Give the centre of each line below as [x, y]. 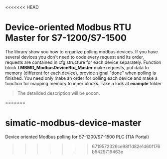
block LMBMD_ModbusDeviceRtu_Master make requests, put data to [77, 67]
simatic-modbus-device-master [73, 123]
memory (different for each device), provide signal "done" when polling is [81, 73]
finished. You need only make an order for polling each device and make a [82, 78]
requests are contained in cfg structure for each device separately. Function [83, 62]
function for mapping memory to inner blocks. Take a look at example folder [83, 83]
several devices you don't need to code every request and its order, [75, 57]
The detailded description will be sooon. [59, 93]
